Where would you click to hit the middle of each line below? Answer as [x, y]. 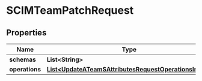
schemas [23, 59]
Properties [26, 33]
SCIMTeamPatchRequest [70, 10]
